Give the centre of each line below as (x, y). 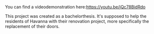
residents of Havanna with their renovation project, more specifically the (77, 21)
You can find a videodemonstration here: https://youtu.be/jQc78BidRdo (75, 7)
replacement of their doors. (32, 26)
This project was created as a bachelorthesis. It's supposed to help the (76, 16)
